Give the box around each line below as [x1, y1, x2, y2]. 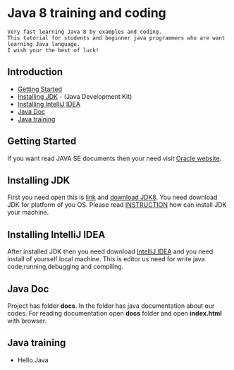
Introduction [7, 66, 63, 78]
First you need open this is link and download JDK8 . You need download [7, 193, 218, 202]
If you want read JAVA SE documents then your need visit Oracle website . [7, 154, 222, 162]
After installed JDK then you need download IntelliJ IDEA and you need [7, 247, 214, 256]
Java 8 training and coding [7, 5, 167, 21]
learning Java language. [7, 40, 80, 47]
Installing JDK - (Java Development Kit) [17, 92, 133, 100]
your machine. [7, 208, 49, 217]
